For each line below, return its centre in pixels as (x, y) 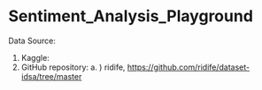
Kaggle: (35, 57)
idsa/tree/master (51, 76)
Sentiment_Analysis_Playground (131, 16)
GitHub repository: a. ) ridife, (73, 67)
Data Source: (32, 41)
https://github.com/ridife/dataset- (188, 67)
